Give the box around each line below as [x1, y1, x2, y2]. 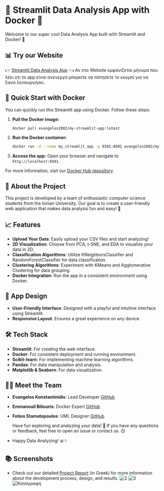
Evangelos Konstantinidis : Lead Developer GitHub [12, 394, 115, 400]
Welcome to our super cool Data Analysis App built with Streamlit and [5, 31, 145, 37]
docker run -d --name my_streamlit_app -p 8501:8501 [12, 144, 122, 149]
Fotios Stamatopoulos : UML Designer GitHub [12, 413, 105, 419]
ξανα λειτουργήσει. [5, 79, 46, 85]
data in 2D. [12, 246, 34, 252]
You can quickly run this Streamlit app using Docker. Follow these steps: [5, 107, 151, 113]
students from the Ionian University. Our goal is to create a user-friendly [5, 200, 150, 206]
